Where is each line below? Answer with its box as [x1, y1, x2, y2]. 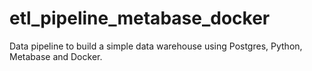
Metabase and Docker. [9, 50, 103, 62]
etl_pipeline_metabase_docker [9, 7, 271, 30]
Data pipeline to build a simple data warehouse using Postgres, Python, [9, 40, 303, 52]
